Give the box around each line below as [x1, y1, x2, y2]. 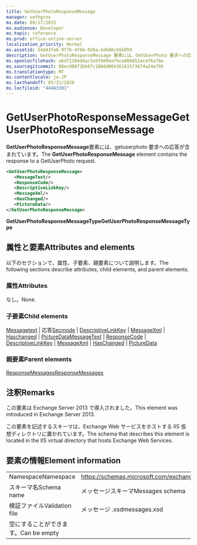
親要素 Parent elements [6, 355, 72, 364]
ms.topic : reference [6, 31, 57, 36]
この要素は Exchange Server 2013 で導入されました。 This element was [6, 404, 178, 411]
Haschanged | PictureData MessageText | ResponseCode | [6, 333, 147, 340]
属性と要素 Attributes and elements [6, 242, 135, 252]
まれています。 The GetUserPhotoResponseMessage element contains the [6, 151, 188, 158]
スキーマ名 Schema [9, 483, 62, 491]
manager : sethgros [6, 14, 51, 20]
